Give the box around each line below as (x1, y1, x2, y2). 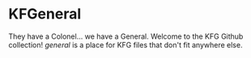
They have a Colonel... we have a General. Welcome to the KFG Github (8, 31, 244, 41)
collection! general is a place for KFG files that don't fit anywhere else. (8, 39, 243, 49)
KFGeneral (8, 5, 82, 23)
